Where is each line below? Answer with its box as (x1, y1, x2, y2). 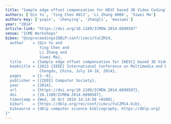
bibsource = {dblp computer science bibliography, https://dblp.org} (10, 106, 160, 111)
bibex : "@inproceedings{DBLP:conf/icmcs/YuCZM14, (5, 36, 113, 41)
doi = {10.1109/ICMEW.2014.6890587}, (10, 92, 103, 97)
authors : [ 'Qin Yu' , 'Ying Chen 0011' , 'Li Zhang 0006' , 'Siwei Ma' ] (5, 12, 156, 17)
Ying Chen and (39, 45, 70, 50)
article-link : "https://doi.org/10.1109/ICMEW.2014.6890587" (5, 26, 138, 31)
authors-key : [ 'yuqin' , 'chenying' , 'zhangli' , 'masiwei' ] (5, 17, 133, 22)
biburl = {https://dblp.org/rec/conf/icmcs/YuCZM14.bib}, (10, 102, 142, 107)
